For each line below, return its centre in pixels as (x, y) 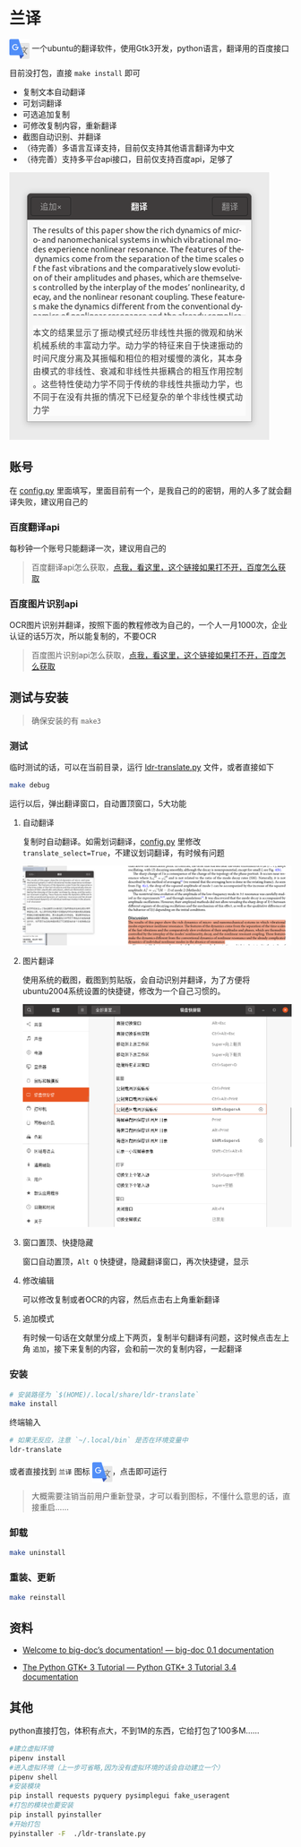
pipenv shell (34, 1777)
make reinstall (38, 1598)
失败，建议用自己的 (52, 502)
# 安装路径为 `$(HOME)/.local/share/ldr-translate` (104, 1395)
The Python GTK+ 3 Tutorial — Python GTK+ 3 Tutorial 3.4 (129, 1668)
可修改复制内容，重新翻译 (69, 125)
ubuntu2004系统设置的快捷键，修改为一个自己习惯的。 (124, 992)
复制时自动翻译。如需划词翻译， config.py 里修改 (112, 842)
